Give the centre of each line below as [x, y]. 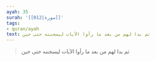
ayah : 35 [17, 12]
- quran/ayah [23, 29]
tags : [13, 23]
